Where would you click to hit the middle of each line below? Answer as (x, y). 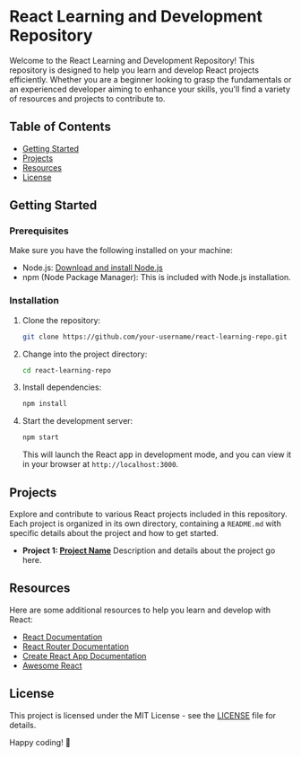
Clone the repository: (61, 320)
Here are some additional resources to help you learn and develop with (140, 610)
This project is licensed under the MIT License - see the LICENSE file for (142, 715)
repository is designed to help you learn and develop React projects (134, 70)
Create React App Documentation (84, 656)
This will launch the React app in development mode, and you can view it (157, 454)
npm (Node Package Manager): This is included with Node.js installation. (156, 277)
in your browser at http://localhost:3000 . (100, 464)
